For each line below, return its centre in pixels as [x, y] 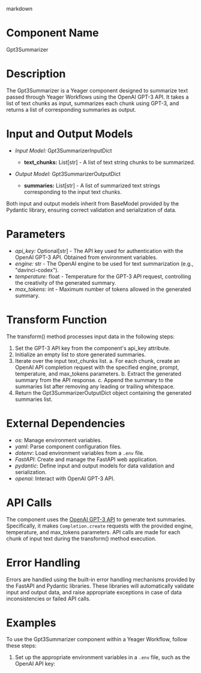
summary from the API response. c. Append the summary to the [94, 380]
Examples [31, 623]
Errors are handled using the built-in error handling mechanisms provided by [101, 579]
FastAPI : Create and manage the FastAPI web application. [86, 459]
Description [36, 74]
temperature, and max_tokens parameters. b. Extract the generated [98, 373]
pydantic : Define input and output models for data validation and [95, 466]
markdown [19, 9]
